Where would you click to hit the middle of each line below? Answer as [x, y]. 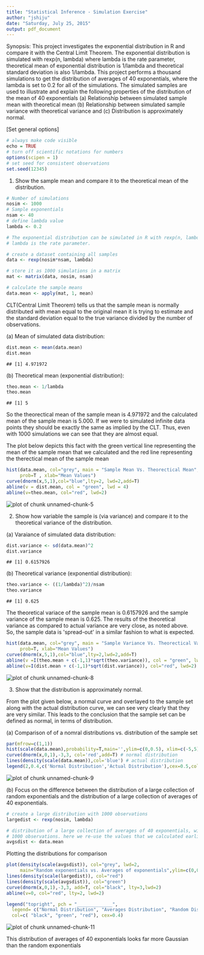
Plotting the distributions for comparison [57, 854]
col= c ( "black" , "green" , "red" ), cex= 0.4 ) [67, 915]
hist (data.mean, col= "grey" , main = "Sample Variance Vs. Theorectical [99, 643]
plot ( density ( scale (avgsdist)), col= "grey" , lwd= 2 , [73, 865]
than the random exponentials [44, 945]
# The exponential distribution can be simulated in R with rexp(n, [95, 238]
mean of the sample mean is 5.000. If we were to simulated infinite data [96, 421]
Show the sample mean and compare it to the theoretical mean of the [102, 181]
